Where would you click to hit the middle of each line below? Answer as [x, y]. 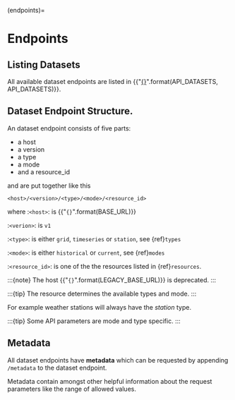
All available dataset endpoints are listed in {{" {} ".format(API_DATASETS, [113, 81]
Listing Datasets [44, 65]
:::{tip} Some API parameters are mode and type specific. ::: [94, 321]
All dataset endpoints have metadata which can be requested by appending [118, 360]
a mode [29, 164]
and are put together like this [49, 186]
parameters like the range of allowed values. [72, 389]
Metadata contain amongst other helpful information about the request [110, 381]
